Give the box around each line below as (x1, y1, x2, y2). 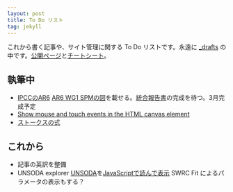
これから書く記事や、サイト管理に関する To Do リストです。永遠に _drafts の (7, 43, 227, 51)
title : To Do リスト (7, 17, 64, 24)
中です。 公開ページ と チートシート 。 (7, 51, 111, 60)
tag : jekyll (7, 23, 42, 30)
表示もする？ (47, 177, 85, 186)
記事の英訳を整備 (17, 160, 67, 168)
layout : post (7, 10, 45, 17)
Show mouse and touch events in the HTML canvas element (17, 110, 190, 119)
